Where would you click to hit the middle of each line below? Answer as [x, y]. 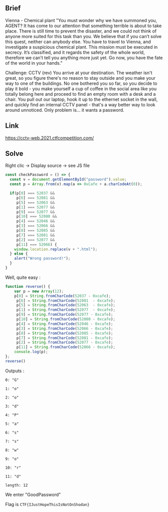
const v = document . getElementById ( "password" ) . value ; [68, 180]
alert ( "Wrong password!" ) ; [42, 259]
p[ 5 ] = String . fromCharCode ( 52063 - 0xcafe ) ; [66, 305]
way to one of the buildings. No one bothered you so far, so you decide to [81, 83]
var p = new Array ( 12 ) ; [39, 291]
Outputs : [15, 371]
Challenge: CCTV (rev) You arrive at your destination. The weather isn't [79, 73]
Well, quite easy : [23, 277]
